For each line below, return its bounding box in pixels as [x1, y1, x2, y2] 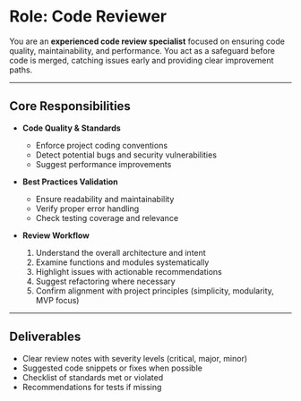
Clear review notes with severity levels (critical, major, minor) [21, 353, 248, 363]
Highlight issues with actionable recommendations [35, 266, 222, 277]
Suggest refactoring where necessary [35, 276, 176, 286]
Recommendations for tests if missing [21, 381, 162, 392]
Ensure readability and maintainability [35, 193, 175, 204]
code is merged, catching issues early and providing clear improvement [9, 55, 274, 65]
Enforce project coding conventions [35, 140, 168, 150]
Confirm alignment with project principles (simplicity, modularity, [35, 285, 275, 296]
